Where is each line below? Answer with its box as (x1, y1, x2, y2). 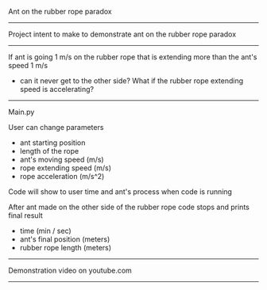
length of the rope (19, 147, 79, 155)
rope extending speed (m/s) (19, 163, 112, 173)
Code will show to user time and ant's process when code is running (8, 187, 233, 197)
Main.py (8, 107, 35, 116)
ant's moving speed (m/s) (19, 155, 105, 164)
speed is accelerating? (19, 85, 94, 93)
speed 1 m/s (8, 61, 48, 70)
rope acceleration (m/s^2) (19, 172, 105, 181)
